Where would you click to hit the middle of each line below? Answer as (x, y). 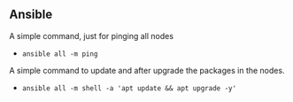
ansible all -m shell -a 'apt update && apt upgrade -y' (129, 88)
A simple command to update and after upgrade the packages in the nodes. (147, 70)
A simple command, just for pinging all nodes (92, 35)
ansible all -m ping (60, 54)
